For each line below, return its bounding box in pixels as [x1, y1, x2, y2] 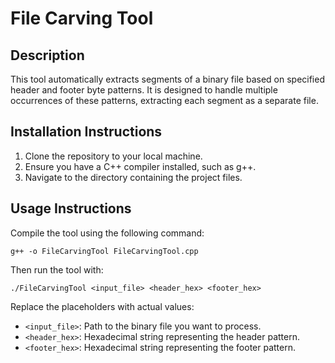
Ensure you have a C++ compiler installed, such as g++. [24, 160, 257, 172]
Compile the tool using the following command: [10, 227, 205, 239]
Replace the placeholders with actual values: [10, 300, 195, 312]
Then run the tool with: [10, 263, 104, 276]
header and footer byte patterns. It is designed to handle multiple [10, 84, 278, 96]
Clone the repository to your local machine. [24, 150, 203, 162]
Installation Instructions [10, 123, 163, 141]
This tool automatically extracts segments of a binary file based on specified [10, 73, 325, 85]
